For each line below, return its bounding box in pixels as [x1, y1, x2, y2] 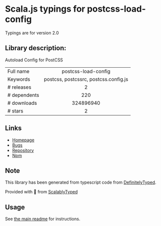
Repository [12, 147, 34, 153]
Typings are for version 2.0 [5, 30, 59, 36]
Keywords [7, 75, 31, 82]
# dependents [7, 92, 40, 98]
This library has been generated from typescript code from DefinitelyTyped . [5, 179, 157, 186]
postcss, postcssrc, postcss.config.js [44, 75, 129, 82]
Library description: [5, 44, 66, 52]
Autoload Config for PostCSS [5, 57, 63, 63]
